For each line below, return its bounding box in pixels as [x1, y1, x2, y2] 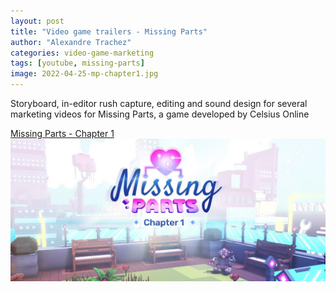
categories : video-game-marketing [10, 48, 155, 58]
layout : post [10, 16, 65, 26]
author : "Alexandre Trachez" [10, 37, 132, 47]
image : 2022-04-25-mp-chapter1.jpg [10, 69, 159, 79]
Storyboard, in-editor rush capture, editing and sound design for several [10, 98, 308, 109]
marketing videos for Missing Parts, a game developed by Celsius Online [10, 108, 310, 120]
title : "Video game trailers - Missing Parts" [10, 26, 208, 37]
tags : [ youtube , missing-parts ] [10, 58, 145, 69]
